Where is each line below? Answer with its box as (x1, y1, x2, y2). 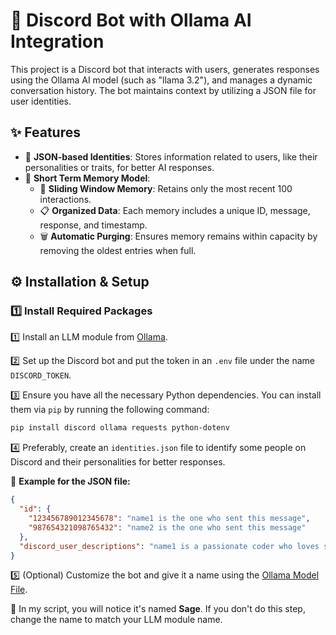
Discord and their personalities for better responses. (10, 456, 226, 468)
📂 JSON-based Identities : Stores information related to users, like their (24, 150, 318, 163)
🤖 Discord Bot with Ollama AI (10, 9, 252, 32)
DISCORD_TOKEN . (10, 369, 72, 381)
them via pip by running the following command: (10, 404, 210, 416)
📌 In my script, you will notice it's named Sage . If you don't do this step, (10, 603, 306, 615)
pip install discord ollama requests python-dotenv (10, 423, 230, 433)
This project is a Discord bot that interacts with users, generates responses (10, 63, 320, 75)
